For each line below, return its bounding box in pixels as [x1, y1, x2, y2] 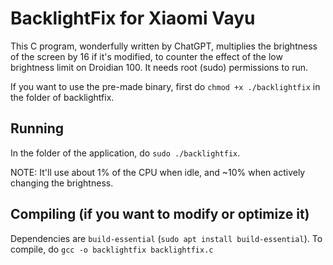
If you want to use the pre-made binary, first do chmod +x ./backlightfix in [10, 80, 321, 92]
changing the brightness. [10, 177, 114, 189]
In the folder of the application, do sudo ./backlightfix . [10, 147, 241, 159]
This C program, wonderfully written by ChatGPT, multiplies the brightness [10, 40, 318, 52]
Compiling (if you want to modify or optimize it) [10, 206, 310, 223]
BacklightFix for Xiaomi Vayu [10, 7, 256, 30]
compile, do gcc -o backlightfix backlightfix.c [10, 243, 214, 255]
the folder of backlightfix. [10, 91, 115, 103]
